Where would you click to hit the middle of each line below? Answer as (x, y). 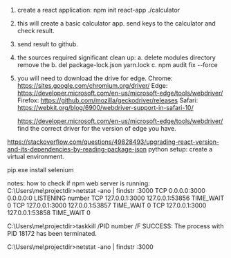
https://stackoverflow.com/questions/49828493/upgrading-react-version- (113, 142)
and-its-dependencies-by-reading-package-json (77, 149)
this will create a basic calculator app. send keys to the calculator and (116, 23)
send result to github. (47, 44)
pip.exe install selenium (40, 170)
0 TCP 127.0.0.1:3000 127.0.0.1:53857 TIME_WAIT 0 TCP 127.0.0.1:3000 (107, 205)
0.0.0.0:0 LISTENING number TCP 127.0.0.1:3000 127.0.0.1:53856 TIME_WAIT (116, 198)
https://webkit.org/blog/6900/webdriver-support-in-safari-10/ (105, 108)
